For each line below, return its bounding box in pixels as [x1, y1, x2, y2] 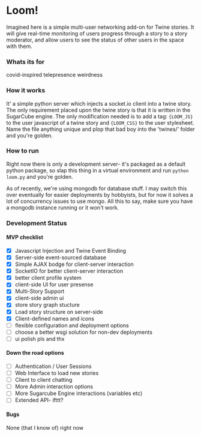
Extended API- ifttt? [14, 397, 64, 404]
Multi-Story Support [14, 288, 65, 295]
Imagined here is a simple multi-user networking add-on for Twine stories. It [6, 23, 194, 31]
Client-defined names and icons [14, 315, 95, 322]
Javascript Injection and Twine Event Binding [14, 247, 127, 254]
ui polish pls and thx [14, 335, 65, 342]
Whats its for [6, 58, 45, 66]
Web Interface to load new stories [14, 370, 99, 377]
